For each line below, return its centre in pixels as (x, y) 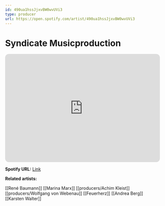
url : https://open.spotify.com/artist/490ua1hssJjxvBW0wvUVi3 (70, 19)
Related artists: (21, 179)
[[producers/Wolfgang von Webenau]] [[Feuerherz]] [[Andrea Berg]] (74, 193)
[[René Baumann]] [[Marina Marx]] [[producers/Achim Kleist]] (68, 188)
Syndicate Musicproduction (63, 43)
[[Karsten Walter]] (23, 199)
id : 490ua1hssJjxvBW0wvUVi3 (34, 10)
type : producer (21, 14)
